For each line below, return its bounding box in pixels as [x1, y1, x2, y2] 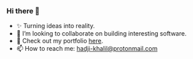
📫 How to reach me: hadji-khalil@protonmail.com [16, 45, 158, 53]
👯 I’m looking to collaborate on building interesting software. [16, 29, 187, 38]
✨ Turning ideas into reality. [16, 22, 95, 30]
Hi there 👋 [6, 6, 41, 16]
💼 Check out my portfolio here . [16, 37, 104, 45]
